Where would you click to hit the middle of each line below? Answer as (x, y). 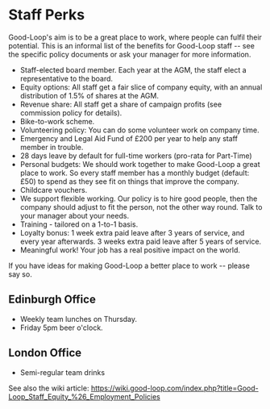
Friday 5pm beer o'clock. (61, 328)
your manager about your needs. (75, 215)
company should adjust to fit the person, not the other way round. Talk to (141, 207)
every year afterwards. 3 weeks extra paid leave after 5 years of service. (141, 241)
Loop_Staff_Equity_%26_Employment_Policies (85, 396)
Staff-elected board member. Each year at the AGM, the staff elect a (133, 69)
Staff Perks (47, 15)
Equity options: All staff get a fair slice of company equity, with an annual (141, 87)
